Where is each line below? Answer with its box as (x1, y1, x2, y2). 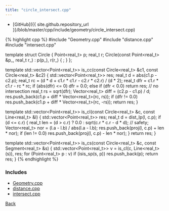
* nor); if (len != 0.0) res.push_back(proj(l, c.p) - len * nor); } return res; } (5, 130, 156, 136)
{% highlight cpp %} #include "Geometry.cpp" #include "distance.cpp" (5, 36, 153, 42)
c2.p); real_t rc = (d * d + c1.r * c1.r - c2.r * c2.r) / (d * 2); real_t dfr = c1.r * (5, 77, 159, 83)
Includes (5, 169, 27, 176)
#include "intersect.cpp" (5, 41, 57, 48)
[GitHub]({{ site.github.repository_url (12, 21, 89, 27)
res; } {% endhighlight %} (5, 156, 59, 162)
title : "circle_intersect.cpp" (5, 7, 71, 13)
